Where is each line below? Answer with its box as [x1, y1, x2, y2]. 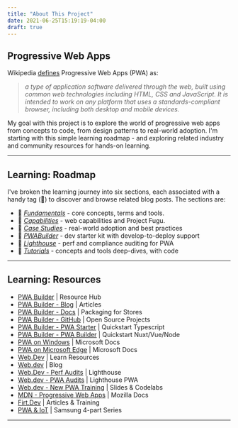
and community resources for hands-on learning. [7, 141, 151, 150]
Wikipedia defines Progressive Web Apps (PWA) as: [7, 69, 159, 77]
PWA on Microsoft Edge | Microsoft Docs [17, 345, 138, 353]
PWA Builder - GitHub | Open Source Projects [17, 315, 151, 324]
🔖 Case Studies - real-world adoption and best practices [17, 224, 183, 232]
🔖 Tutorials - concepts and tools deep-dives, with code [17, 246, 179, 255]
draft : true [7, 23, 42, 31]
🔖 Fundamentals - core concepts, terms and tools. [17, 209, 165, 217]
